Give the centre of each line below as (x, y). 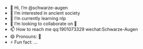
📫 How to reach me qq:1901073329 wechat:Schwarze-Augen (74, 29)
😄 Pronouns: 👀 (26, 36)
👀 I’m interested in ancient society (45, 13)
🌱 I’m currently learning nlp (38, 18)
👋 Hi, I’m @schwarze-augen (39, 8)
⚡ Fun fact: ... (24, 42)
